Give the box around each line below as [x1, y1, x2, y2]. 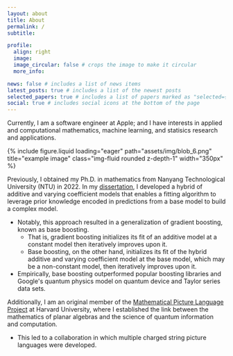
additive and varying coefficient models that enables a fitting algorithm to [7, 190, 216, 198]
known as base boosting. [17, 226, 89, 234]
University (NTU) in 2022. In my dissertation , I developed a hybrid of [7, 183, 203, 191]
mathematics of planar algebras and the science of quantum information [7, 313, 214, 321]
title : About [7, 17, 45, 24]
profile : [7, 42, 33, 49]
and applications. [7, 133, 57, 142]
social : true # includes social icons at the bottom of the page [7, 100, 200, 107]
